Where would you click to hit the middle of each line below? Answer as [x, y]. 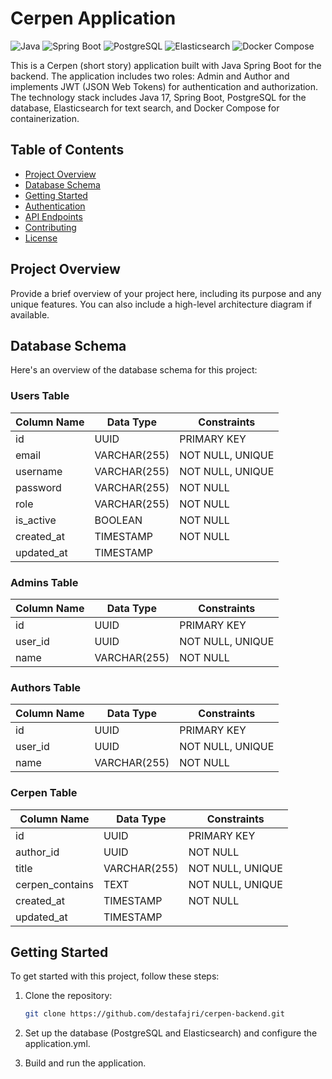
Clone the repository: [68, 996]
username [39, 471]
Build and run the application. [85, 1063]
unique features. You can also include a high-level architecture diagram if [161, 304]
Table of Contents [67, 150]
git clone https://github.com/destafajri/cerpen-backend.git [155, 1014]
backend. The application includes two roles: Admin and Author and [150, 76]
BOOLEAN [118, 520]
